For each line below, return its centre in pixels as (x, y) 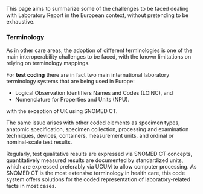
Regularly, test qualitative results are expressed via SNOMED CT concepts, (99, 154)
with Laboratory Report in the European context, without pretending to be (98, 15)
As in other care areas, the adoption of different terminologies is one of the (99, 50)
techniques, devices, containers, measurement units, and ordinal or (90, 136)
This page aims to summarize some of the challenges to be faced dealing (98, 9)
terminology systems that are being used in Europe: (70, 82)
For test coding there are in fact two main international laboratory (88, 75)
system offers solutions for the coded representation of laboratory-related (98, 179)
